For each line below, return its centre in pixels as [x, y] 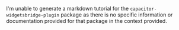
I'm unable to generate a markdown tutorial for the [68, 9]
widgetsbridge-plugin [33, 15]
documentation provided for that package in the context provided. [87, 21]
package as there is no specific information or [117, 15]
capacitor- [143, 9]
